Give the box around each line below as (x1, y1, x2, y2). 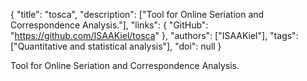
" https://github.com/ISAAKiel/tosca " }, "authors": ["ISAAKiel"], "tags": (10, 30, 299, 41)
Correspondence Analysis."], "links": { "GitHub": (10, 19, 209, 31)
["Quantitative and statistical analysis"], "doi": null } (10, 40, 222, 52)
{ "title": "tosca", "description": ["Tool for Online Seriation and (10, 9, 265, 20)
